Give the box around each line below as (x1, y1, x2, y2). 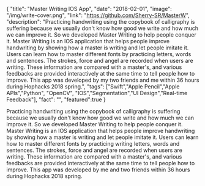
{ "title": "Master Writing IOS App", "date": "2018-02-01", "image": (6, 5, 173, 12)
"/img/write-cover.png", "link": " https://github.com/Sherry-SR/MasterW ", (6, 12, 190, 19)
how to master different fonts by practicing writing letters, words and (6, 140, 180, 147)
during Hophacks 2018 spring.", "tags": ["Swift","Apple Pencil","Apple (6, 83, 180, 90)
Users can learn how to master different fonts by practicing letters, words (6, 51, 192, 57)
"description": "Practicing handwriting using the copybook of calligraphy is (6, 18, 195, 25)
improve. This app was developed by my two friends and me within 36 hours (6, 76, 199, 84)
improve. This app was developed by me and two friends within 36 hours (6, 166, 190, 173)
